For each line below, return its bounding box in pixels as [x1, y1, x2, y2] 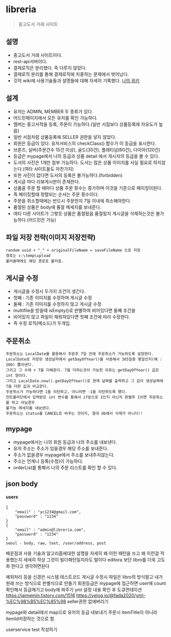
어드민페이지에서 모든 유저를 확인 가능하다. [13, 115, 98, 121]
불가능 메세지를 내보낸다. [6, 405, 51, 411]
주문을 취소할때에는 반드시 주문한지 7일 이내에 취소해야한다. [13, 197, 132, 203]
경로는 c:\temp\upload [6, 253, 51, 259]
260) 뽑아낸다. [6, 362, 34, 367]
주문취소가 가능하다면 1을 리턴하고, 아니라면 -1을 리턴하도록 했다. [6, 389, 128, 394]
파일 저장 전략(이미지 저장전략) [6, 233, 96, 242]
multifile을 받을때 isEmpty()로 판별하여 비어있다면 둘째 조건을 [13, 308, 136, 314]
